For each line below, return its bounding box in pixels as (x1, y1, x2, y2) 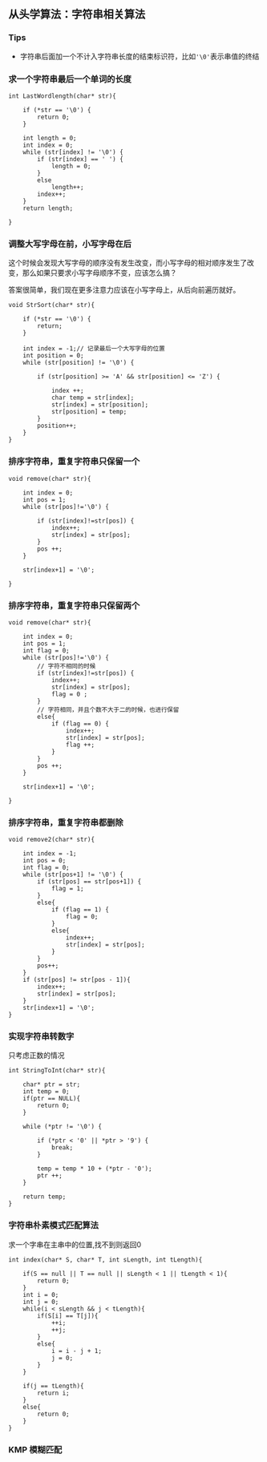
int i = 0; (22, 1290, 59, 1298)
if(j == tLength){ (22, 1382, 84, 1390)
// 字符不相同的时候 (37, 662, 96, 670)
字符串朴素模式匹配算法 (8, 1220, 99, 1231)
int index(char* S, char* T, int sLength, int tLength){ (8, 1255, 203, 1264)
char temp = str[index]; (51, 394, 135, 402)
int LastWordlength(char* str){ (8, 91, 116, 100)
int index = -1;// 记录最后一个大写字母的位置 (22, 345, 166, 353)
